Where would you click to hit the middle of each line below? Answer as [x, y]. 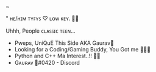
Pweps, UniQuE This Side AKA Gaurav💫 [64, 43]
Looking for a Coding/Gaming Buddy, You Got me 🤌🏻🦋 [82, 49]
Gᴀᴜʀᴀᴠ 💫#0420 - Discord [47, 63]
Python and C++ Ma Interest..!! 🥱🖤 [58, 56]
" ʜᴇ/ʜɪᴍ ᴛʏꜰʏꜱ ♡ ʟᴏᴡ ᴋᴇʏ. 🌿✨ [42, 18]
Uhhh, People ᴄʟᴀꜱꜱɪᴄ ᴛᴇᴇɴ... [41, 31]
